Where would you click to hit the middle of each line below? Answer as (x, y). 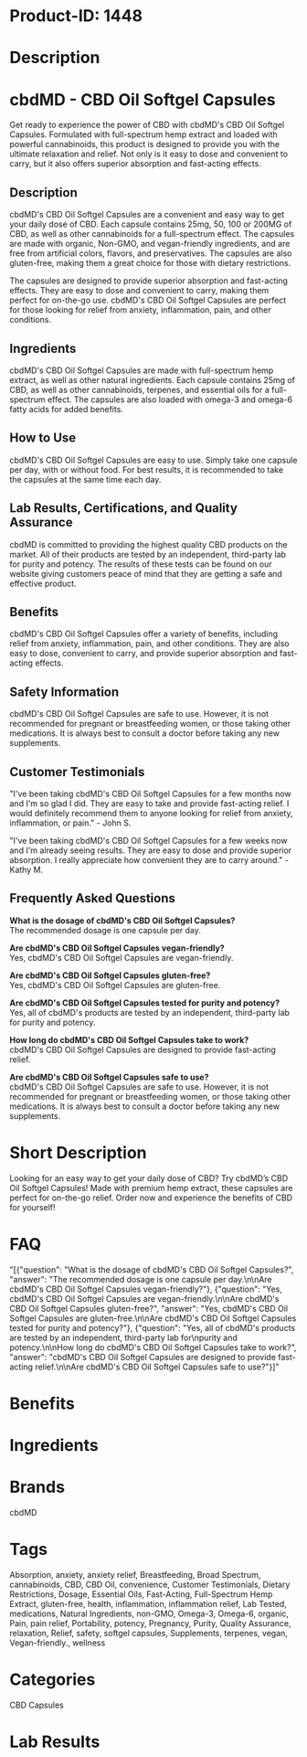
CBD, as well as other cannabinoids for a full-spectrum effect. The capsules (152, 234)
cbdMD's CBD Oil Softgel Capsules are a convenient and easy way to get (147, 215)
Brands (37, 1487)
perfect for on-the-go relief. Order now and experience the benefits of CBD (151, 1198)
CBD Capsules (37, 1705)
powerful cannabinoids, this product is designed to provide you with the (145, 144)
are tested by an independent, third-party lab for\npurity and (123, 1337)
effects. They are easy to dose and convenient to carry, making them (139, 291)
